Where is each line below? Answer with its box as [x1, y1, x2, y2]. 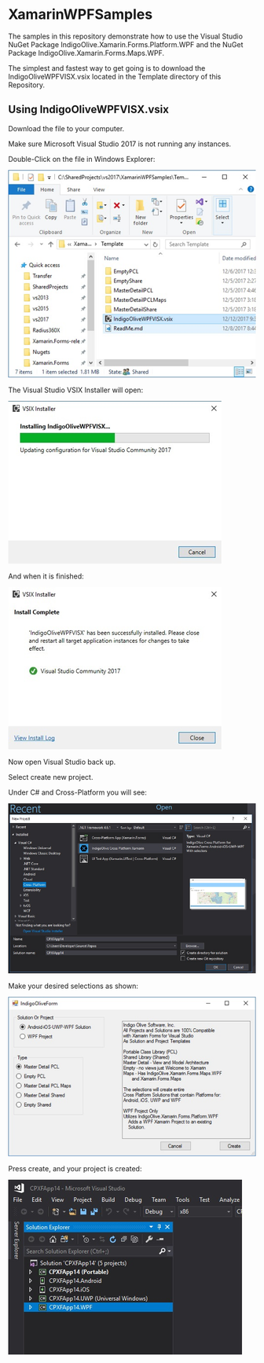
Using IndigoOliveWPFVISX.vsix [8, 103, 169, 116]
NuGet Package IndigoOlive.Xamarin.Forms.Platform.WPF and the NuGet [8, 39, 244, 49]
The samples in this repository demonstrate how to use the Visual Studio [8, 31, 244, 41]
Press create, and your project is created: [8, 1164, 142, 1174]
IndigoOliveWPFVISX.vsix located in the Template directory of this [8, 72, 222, 81]
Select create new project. [8, 772, 93, 781]
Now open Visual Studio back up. [8, 757, 116, 766]
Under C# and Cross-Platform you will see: [8, 788, 147, 797]
